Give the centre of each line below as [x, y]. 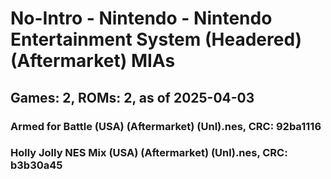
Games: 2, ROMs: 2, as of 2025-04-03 [132, 97]
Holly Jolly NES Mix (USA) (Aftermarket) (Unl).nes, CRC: [149, 153]
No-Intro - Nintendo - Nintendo [141, 18]
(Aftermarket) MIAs [93, 61]
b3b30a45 [36, 165]
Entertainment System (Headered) [156, 39]
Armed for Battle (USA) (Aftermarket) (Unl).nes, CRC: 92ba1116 [166, 126]
